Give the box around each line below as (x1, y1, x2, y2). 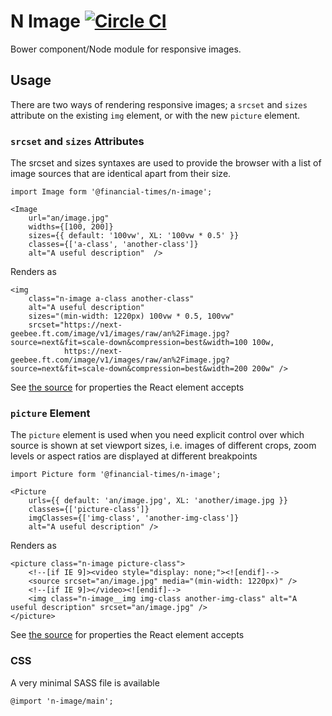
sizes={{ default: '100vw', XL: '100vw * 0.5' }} (28, 231, 240, 241)
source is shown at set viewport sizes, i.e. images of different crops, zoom (10, 440, 317, 452)
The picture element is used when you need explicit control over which (10, 429, 305, 441)
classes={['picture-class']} (28, 505, 150, 515)
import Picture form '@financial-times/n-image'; (10, 470, 222, 480)
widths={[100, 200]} (28, 222, 114, 232)
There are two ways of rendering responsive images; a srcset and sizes (10, 98, 308, 110)
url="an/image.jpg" (28, 213, 110, 224)
